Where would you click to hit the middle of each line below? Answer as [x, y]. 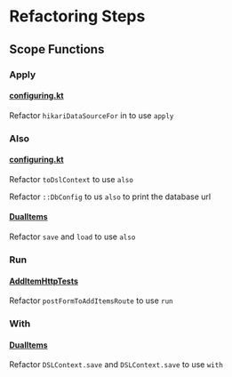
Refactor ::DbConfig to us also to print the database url [110, 197]
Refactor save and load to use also [72, 237]
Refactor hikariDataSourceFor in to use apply [92, 115]
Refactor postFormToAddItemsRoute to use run [91, 301]
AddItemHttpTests [44, 281]
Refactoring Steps [77, 16]
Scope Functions [57, 49]
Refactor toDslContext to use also [71, 179]
